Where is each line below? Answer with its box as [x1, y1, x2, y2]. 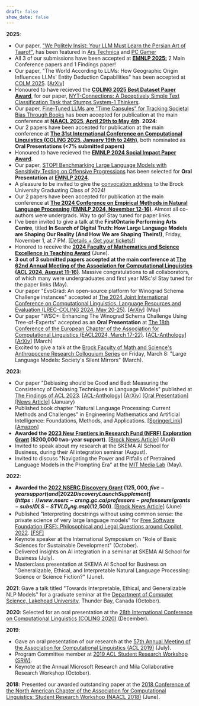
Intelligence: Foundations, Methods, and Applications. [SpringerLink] [14, 417, 182, 424]
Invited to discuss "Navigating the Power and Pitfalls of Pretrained [14, 454, 176, 462]
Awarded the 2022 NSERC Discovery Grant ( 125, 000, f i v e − [14, 483, 165, 491]
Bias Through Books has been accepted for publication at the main [14, 111, 178, 118]
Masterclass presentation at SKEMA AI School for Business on [14, 560, 167, 568]
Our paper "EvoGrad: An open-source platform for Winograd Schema [14, 287, 184, 294]
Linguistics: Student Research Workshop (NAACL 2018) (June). [6, 694, 161, 701]
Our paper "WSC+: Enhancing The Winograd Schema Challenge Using [14, 312, 187, 320]
